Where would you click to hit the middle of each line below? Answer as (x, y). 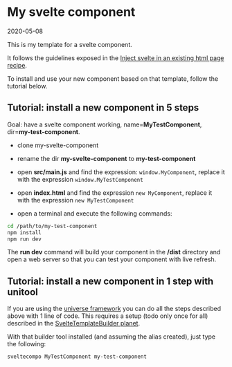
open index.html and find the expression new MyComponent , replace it (115, 192)
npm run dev (24, 239)
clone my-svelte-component (58, 145)
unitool (23, 292)
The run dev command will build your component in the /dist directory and (114, 252)
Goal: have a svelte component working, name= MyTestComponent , (105, 124)
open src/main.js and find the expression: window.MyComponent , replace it (121, 172)
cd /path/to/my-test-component (52, 226)
